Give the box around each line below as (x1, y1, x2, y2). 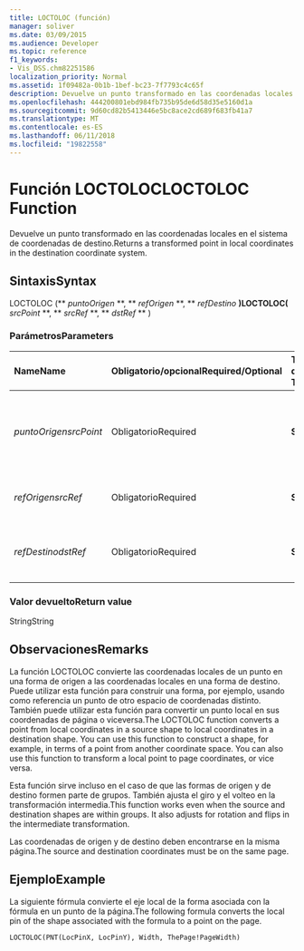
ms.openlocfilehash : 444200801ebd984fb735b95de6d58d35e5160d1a (9, 97, 253, 107)
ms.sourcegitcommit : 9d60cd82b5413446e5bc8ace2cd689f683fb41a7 (9, 106, 253, 115)
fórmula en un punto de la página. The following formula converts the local (9, 906, 285, 917)
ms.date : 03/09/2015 (9, 30, 88, 39)
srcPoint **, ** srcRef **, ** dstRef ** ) (9, 307, 152, 318)
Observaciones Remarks (9, 642, 149, 657)
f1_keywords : (9, 55, 59, 64)
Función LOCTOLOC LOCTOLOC (9, 179, 250, 199)
